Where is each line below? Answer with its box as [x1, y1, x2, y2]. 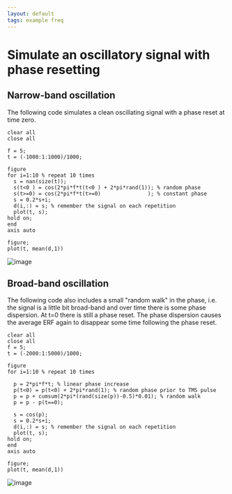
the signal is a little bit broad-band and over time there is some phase [7, 303, 206, 312]
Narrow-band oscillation [7, 89, 116, 101]
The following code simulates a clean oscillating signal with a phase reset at [7, 108, 225, 116]
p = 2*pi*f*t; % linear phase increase [13, 381, 130, 388]
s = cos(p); [13, 412, 49, 419]
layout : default [7, 10, 54, 17]
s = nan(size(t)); [13, 177, 68, 185]
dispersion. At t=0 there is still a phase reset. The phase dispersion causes [7, 311, 222, 319]
